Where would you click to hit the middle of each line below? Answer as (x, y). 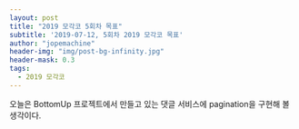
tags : (20, 69)
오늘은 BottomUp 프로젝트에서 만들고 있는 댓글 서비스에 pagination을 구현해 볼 (149, 104)
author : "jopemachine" (52, 43)
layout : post (34, 18)
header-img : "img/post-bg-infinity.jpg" (87, 52)
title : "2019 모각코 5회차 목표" (66, 26)
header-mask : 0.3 (42, 60)
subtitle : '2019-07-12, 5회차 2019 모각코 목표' (96, 35)
